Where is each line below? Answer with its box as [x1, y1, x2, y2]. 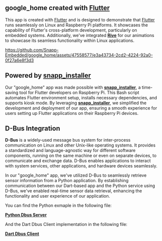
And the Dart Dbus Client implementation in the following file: [5, 222, 127, 227]
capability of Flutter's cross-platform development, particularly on [5, 27, 137, 33]
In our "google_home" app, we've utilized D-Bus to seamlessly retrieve [5, 172, 147, 178]
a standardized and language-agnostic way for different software [5, 148, 136, 153]
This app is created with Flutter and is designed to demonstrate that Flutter [5, 17, 155, 22]
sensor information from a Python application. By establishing [5, 178, 129, 184]
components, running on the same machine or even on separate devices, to [5, 153, 157, 159]
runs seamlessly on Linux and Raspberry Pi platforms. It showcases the [5, 22, 148, 28]
